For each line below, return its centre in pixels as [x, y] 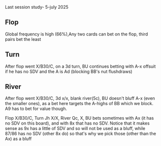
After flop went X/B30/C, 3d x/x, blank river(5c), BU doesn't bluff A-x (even [80, 98]
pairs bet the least [23, 39]
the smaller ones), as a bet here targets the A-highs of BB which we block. [79, 104]
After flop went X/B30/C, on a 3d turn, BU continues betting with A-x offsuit [80, 66]
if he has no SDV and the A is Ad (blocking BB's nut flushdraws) [69, 71]
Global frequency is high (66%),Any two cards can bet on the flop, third [77, 34]
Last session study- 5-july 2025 [37, 7]
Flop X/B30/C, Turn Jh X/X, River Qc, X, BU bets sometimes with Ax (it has [80, 118]
